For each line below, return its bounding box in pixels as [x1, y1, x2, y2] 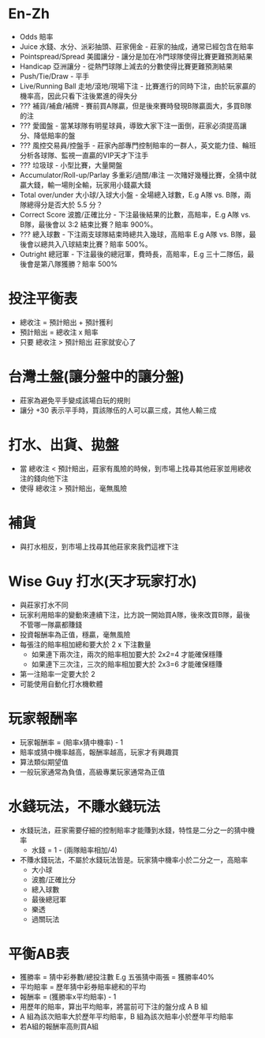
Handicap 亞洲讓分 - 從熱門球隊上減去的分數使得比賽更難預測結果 [19, 61, 233, 71]
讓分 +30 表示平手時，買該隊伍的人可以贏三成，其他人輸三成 [19, 405, 217, 415]
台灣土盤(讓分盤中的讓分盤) [8, 368, 185, 386]
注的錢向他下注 [19, 474, 69, 483]
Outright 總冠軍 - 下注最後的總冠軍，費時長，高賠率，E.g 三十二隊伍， [19, 249, 248, 259]
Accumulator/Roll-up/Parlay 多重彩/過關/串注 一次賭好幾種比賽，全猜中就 [19, 170, 257, 179]
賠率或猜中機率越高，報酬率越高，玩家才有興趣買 [19, 747, 179, 757]
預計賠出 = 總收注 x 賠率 [19, 327, 99, 337]
